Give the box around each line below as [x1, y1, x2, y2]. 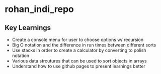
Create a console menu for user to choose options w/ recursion [12, 36, 144, 42]
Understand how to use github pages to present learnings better [12, 63, 145, 69]
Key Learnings [5, 23, 51, 32]
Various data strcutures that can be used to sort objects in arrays [12, 58, 147, 63]
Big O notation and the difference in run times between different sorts [12, 42, 156, 48]
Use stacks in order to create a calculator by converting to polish [12, 47, 146, 53]
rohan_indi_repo [5, 3, 74, 15]
